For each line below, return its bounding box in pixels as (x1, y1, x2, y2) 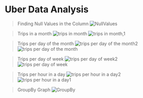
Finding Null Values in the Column (17, 21, 89, 27)
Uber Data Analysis (5, 4, 89, 15)
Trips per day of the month (17, 40, 74, 47)
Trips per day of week (17, 55, 64, 62)
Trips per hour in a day (17, 71, 66, 77)
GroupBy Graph (17, 86, 51, 93)
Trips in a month (17, 30, 52, 36)
